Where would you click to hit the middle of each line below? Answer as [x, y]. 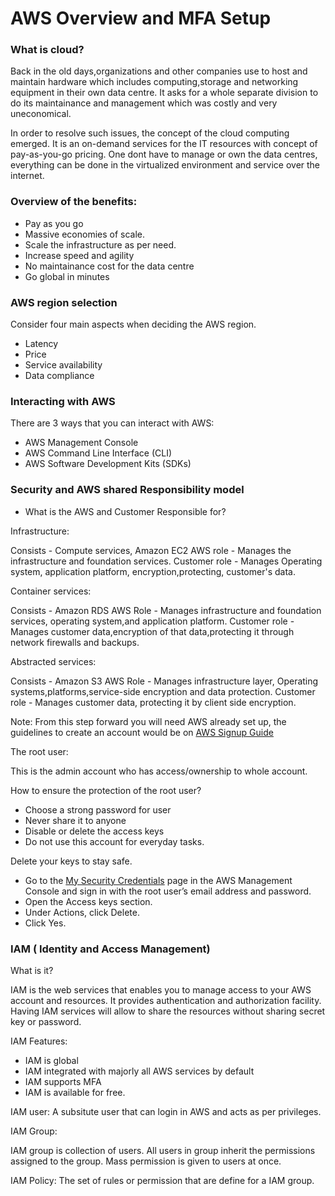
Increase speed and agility [79, 255]
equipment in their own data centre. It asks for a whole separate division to [164, 93]
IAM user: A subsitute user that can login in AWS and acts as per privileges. [166, 1111]
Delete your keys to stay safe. [71, 861]
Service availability [63, 365]
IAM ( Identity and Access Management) [110, 949]
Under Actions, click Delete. [82, 912]
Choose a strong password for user [98, 809]
